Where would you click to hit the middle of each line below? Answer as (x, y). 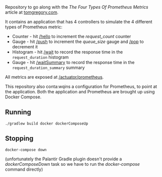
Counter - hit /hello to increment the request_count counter (71, 36)
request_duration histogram (40, 57)
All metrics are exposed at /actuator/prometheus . (54, 77)
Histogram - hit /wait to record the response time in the (67, 52)
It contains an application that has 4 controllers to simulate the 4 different (79, 22)
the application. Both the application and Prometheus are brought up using (80, 92)
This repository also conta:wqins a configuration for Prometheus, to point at (81, 87)
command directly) (24, 169)
